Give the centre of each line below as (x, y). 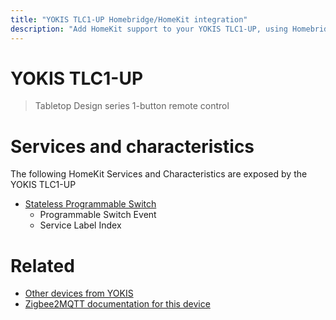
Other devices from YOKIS (79, 293)
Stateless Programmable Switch (90, 204)
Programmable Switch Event (98, 215)
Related (42, 265)
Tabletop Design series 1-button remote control (132, 106)
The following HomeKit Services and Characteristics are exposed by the (159, 174)
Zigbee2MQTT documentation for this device (117, 304)
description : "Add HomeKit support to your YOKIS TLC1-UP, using (149, 29)
